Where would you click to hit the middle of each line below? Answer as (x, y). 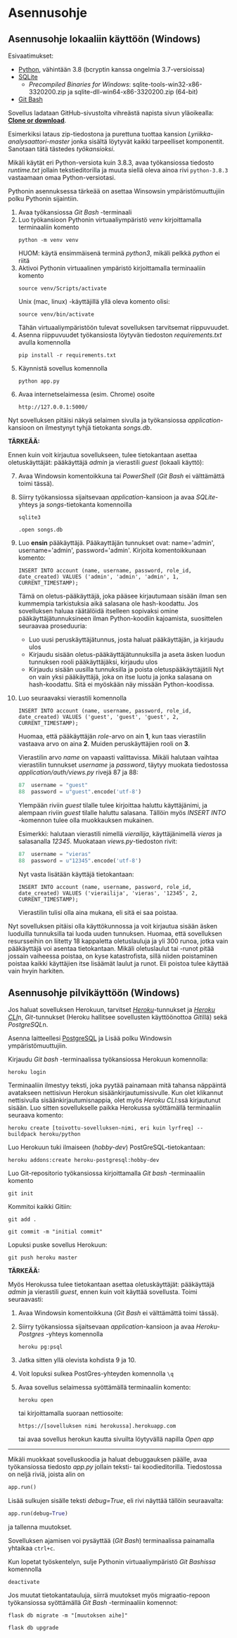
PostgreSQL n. (28, 1025)
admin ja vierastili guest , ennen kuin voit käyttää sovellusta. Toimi (103, 1292)
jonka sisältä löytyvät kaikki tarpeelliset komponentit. (148, 141)
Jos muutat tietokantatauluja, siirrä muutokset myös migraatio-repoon (109, 1595)
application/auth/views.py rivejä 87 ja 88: (78, 772)
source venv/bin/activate (56, 314)
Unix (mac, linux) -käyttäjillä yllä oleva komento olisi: (94, 301)
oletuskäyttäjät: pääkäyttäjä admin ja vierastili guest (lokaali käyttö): (106, 462)
